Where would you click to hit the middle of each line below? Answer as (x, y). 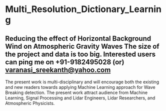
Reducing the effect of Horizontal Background (78, 38)
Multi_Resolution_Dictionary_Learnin (83, 9)
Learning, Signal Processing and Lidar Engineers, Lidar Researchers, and (80, 98)
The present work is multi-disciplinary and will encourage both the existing (82, 82)
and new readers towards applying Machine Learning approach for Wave (80, 87)
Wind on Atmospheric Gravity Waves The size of (82, 46)
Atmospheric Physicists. (30, 103)
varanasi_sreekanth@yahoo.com (58, 70)
